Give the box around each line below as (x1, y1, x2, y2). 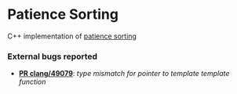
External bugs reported (7, 51, 98, 62)
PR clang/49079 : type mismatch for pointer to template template (18, 69, 230, 78)
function (18, 77, 46, 87)
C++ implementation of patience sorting (7, 31, 137, 41)
